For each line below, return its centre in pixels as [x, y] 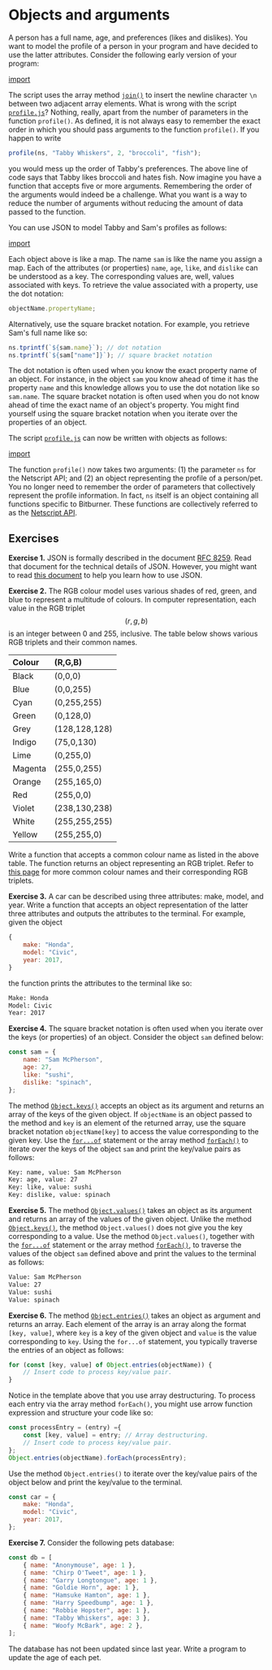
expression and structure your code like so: [81, 1413]
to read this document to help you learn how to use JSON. [106, 576]
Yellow [25, 835]
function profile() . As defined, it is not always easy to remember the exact [135, 120]
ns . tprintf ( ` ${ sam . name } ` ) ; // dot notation [85, 347]
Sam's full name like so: [48, 333]
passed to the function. [47, 211]
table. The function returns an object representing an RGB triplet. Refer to [131, 863]
